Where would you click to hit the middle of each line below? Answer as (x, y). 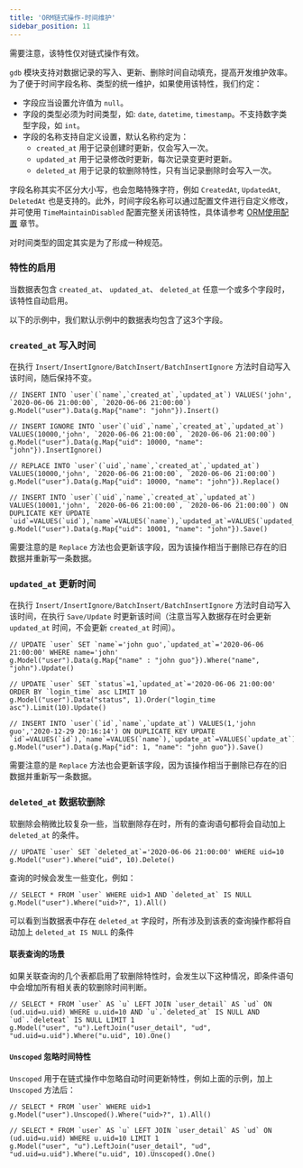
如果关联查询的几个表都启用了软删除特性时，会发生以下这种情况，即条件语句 (151, 976)
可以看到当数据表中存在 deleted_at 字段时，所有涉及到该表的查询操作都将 (147, 920)
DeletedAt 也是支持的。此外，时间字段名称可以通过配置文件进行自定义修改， (151, 200)
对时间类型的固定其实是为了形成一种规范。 (88, 242)
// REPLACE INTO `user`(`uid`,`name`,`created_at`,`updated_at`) (134, 466)
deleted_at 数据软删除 (57, 802)
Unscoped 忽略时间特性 (50, 1057)
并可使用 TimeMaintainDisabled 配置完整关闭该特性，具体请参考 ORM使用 (145, 212)
